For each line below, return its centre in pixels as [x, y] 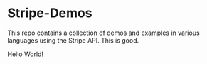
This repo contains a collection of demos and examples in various [104, 33]
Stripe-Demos [50, 13]
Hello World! [26, 54]
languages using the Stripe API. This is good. [73, 40]
